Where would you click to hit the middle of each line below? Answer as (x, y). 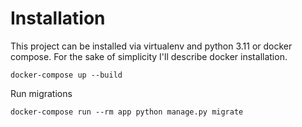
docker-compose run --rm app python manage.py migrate (127, 112)
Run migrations (41, 93)
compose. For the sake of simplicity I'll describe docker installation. (149, 56)
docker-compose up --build (66, 75)
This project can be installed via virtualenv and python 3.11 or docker (151, 46)
